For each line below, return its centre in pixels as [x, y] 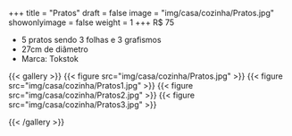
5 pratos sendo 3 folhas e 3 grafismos [91, 40]
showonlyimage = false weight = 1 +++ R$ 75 [92, 22]
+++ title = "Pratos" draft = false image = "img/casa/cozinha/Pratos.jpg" [141, 13]
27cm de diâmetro [54, 49]
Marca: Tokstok [50, 59]
